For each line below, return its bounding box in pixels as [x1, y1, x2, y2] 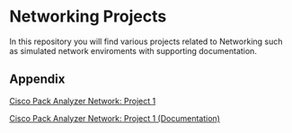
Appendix [9, 72, 66, 87]
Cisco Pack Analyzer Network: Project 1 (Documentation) [9, 112, 220, 123]
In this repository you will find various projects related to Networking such [9, 36, 283, 47]
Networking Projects [9, 6, 167, 27]
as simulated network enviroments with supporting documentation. [9, 45, 258, 56]
